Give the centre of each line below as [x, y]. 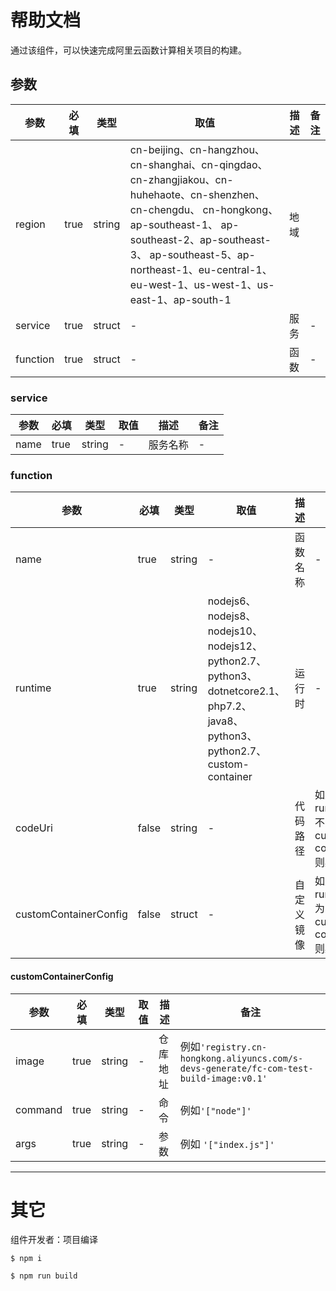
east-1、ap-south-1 [180, 299]
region [30, 224]
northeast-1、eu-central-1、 [201, 269]
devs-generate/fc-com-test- [246, 1068]
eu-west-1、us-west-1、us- [202, 284]
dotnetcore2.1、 [246, 691]
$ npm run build [44, 1276]
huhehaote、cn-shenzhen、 [197, 194]
